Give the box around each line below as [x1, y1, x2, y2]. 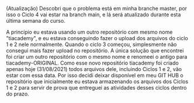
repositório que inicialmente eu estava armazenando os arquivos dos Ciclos [6, 78, 189, 85]
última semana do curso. [6, 17, 65, 24]
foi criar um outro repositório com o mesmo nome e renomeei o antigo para [6, 54, 188, 60]
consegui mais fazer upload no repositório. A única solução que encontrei [6, 47, 184, 54]
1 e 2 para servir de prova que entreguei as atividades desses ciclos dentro [6, 84, 187, 91]
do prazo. [6, 90, 29, 97]
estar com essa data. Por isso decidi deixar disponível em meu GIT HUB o [6, 72, 183, 79]
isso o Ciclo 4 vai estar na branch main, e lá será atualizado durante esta [6, 11, 181, 18]
